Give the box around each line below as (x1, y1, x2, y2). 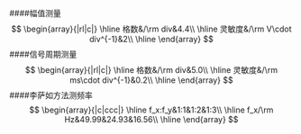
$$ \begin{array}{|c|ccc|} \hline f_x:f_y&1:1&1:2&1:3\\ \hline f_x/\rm (29, 104, 274, 115)
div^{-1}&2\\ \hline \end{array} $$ (89, 34, 214, 44)
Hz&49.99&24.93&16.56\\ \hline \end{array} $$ (64, 114, 239, 124)
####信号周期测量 (9, 49, 78, 59)
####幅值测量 (9, 8, 61, 18)
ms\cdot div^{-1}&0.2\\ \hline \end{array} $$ (69, 75, 233, 85)
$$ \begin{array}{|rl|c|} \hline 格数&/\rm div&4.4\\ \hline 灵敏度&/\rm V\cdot (11, 23, 292, 34)
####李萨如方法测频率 (9, 90, 93, 101)
